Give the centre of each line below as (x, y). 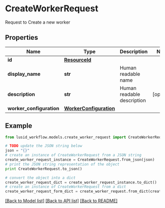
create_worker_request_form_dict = (41, 192)
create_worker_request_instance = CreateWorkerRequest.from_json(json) (80, 160)
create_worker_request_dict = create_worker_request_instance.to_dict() (81, 182)
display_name (24, 74)
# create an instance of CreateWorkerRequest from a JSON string (73, 155)
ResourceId (78, 59)
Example (19, 126)
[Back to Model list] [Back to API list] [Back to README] (61, 201)
